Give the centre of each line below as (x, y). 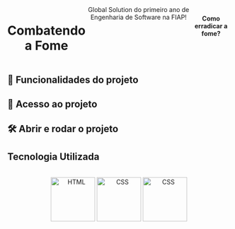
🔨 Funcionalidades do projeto (73, 80)
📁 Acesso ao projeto (52, 104)
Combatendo (47, 31)
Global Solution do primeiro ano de (139, 10)
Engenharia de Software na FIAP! (139, 17)
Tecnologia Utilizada (53, 157)
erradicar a (211, 25)
